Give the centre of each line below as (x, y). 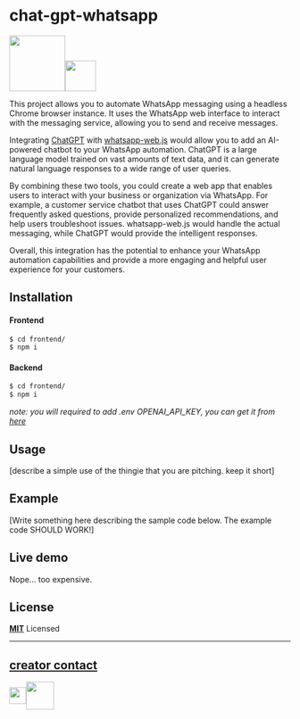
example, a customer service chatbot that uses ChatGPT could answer (139, 204)
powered (25, 149)
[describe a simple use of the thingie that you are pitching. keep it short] (142, 471)
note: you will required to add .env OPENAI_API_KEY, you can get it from (142, 412)
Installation (41, 298)
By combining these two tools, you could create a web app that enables (141, 186)
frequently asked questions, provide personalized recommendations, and (144, 214)
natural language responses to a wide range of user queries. (121, 168)
